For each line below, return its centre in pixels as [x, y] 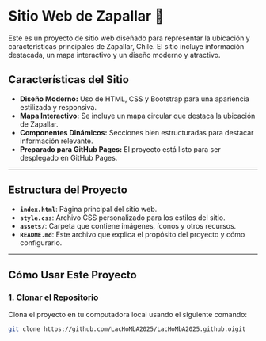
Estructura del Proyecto [68, 190]
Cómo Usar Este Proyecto [72, 275]
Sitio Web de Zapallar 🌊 [86, 16]
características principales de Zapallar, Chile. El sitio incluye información [126, 46]
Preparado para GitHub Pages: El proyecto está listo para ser [120, 149]
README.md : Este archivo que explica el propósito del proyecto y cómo [132, 234]
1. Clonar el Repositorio [53, 297]
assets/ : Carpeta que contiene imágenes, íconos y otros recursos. [128, 225]
